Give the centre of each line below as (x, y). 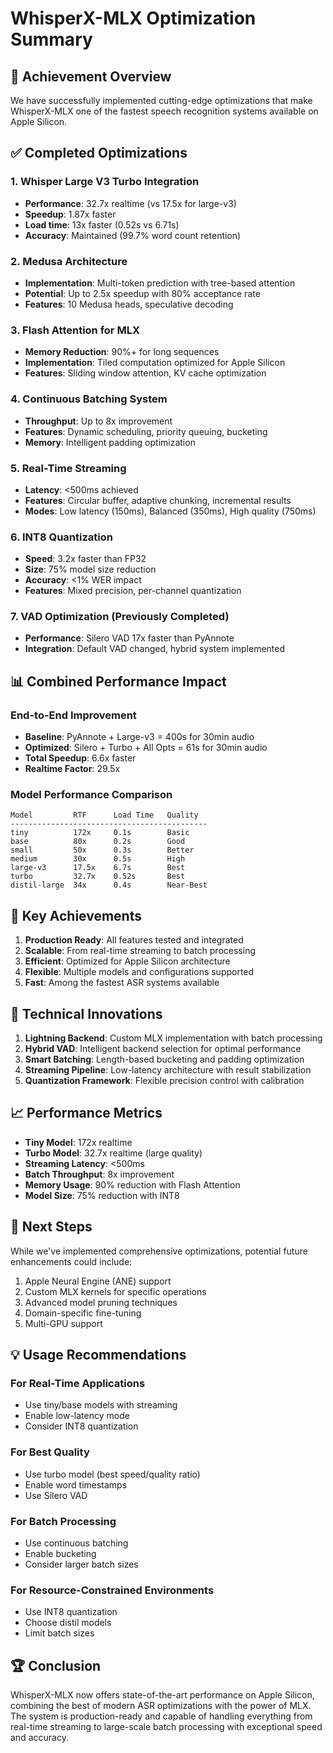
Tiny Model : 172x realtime (78, 1142)
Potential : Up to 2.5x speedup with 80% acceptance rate (142, 293)
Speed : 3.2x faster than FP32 (85, 559)
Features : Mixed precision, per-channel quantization (133, 591)
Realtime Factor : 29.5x (72, 769)
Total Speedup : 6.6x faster (80, 758)
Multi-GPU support (63, 1323)
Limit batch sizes (59, 1633)
